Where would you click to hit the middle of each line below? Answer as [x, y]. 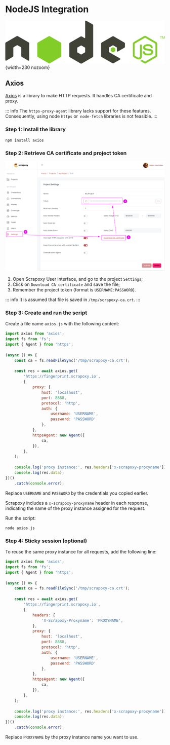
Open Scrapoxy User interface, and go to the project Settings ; [78, 279]
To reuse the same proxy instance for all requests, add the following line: [81, 552]
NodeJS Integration [47, 9]
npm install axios [25, 140]
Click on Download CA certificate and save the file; [66, 284]
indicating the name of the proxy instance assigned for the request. [75, 508]
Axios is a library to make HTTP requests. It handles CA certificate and [79, 95]
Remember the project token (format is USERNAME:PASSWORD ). [74, 290]
